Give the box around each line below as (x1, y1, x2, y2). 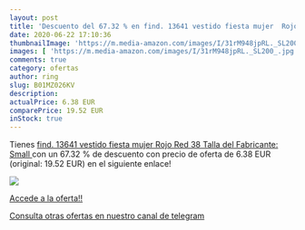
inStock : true (9, 114, 64, 123)
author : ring (9, 72, 59, 81)
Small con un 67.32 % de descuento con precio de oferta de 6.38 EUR (9, 149, 271, 159)
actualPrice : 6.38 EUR (9, 97, 95, 107)
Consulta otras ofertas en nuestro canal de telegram (9, 210, 205, 222)
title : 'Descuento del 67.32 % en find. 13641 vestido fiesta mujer (9, 22, 274, 31)
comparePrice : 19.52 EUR (9, 106, 103, 115)
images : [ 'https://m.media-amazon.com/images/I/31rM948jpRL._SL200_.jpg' (9, 47, 299, 56)
